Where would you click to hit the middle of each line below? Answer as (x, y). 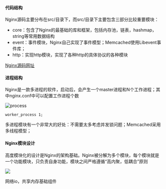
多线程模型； (18, 131)
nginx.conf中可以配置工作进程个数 (44, 96)
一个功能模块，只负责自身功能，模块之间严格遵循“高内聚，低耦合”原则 (77, 161)
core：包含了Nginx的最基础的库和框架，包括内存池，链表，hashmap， (84, 30)
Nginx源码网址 (20, 65)
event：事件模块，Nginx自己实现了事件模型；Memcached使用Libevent (84, 43)
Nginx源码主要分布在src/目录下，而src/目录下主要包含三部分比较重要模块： (82, 19)
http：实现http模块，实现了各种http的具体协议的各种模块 (70, 55)
